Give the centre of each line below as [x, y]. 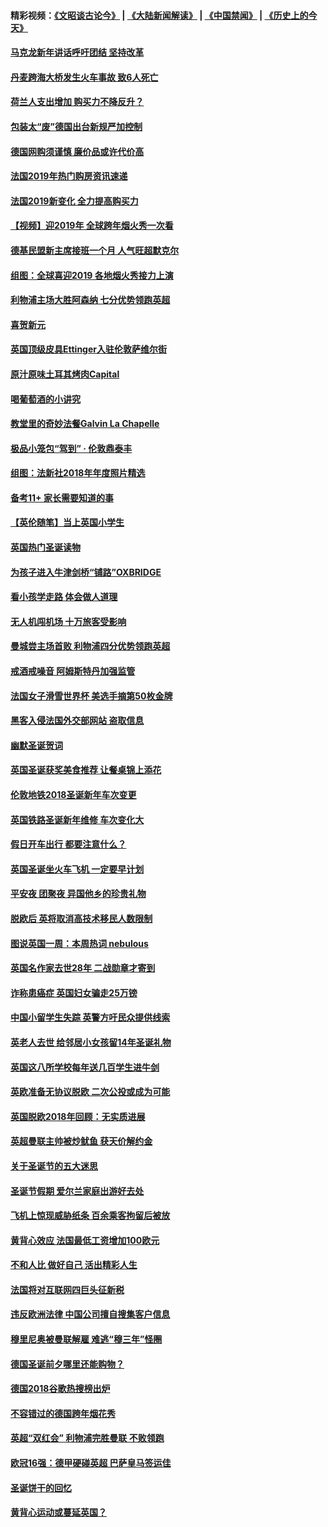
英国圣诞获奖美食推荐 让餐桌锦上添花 [86, 770]
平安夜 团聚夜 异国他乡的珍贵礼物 [78, 894]
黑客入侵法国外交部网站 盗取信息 [77, 721]
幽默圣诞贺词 [36, 745]
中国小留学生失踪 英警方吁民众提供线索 [90, 1017]
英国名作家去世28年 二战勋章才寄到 [83, 968]
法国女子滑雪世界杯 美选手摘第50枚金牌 [91, 696]
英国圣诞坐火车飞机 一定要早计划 [77, 869]
